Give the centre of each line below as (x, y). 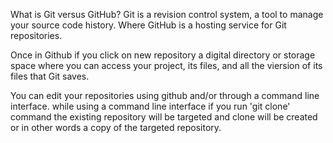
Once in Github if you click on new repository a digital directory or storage (163, 55)
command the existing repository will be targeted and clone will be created (164, 117)
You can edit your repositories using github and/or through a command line (165, 95)
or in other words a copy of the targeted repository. (116, 127)
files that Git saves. (50, 76)
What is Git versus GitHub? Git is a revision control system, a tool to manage (167, 14)
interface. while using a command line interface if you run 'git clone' (150, 106)
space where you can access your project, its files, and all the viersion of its (166, 65)
